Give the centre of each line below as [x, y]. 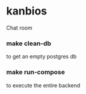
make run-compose [35, 72]
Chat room [19, 28]
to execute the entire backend [43, 85]
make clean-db [29, 43]
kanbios [27, 11]
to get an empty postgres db [41, 57]
